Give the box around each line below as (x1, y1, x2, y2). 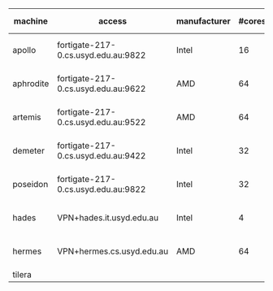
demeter (12, 145, 45, 156)
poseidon (12, 179, 49, 189)
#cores (238, 15, 266, 27)
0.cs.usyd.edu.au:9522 (56, 117, 146, 128)
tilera (12, 269, 32, 280)
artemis (12, 111, 41, 123)
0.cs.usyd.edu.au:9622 (56, 83, 146, 94)
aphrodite (12, 78, 50, 89)
